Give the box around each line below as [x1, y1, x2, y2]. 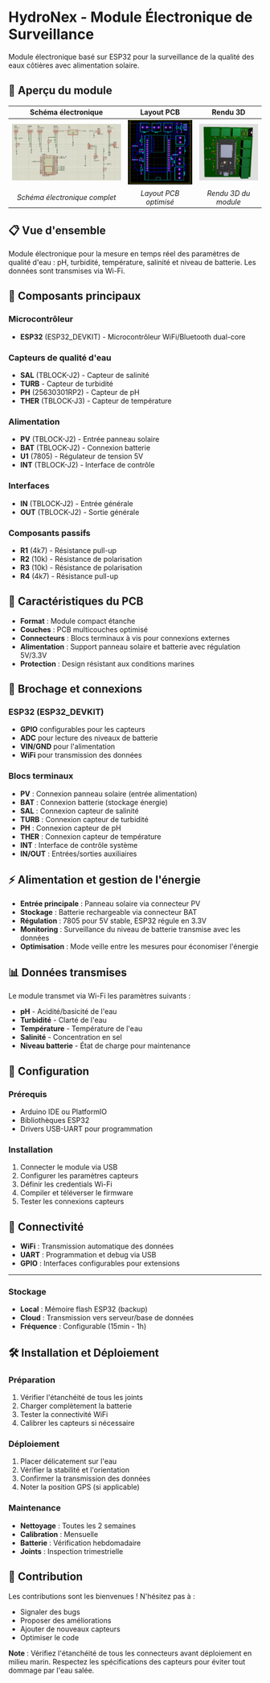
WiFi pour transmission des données [19, 750, 142, 760]
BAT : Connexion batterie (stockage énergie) [19, 797, 169, 807]
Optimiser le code [19, 1632, 80, 1642]
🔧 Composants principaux [8, 289, 141, 303]
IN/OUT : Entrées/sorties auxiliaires [19, 849, 137, 858]
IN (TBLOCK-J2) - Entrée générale [19, 498, 134, 508]
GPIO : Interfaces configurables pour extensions [19, 1258, 181, 1269]
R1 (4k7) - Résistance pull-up [19, 545, 117, 555]
